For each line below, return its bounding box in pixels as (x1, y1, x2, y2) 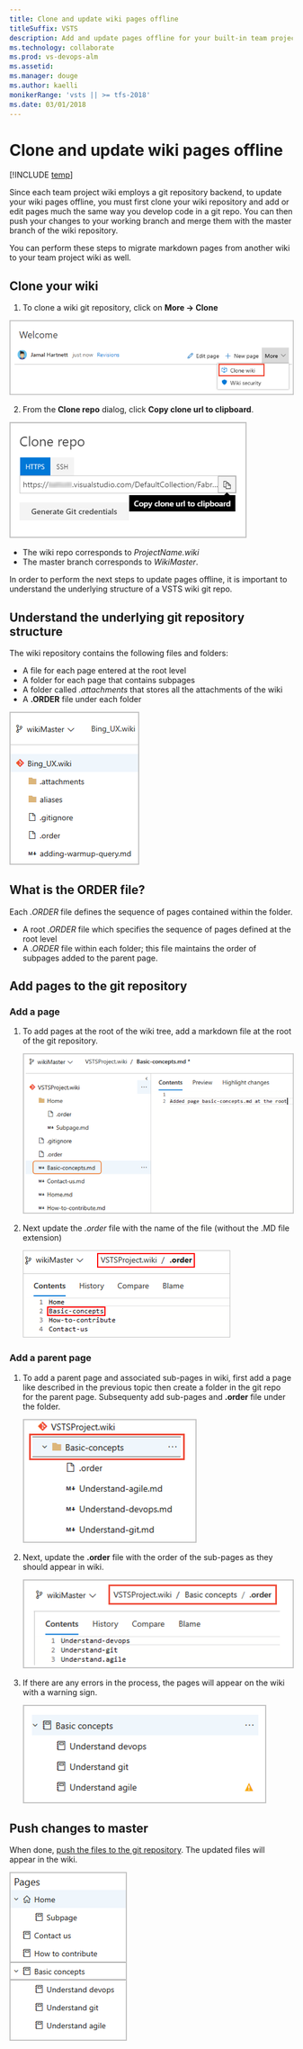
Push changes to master (9, 1820, 148, 1836)
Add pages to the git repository (9, 979, 188, 994)
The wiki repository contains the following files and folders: (9, 647, 229, 658)
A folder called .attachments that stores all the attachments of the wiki (22, 684, 283, 695)
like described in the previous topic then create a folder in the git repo (22, 1382, 281, 1393)
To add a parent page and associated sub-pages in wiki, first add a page (22, 1372, 292, 1383)
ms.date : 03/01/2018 (9, 100, 87, 109)
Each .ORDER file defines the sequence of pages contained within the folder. (9, 906, 293, 917)
